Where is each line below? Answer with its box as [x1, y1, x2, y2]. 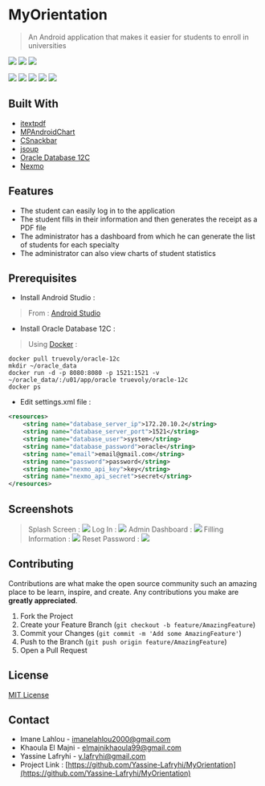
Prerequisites [8, 271, 77, 285]
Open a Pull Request [19, 645, 88, 655]
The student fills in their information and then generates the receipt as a [19, 214, 258, 224]
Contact [8, 713, 50, 727]
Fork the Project [19, 611, 74, 621]
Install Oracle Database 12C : [19, 324, 116, 334]
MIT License [8, 690, 50, 699]
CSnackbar [19, 135, 58, 145]
